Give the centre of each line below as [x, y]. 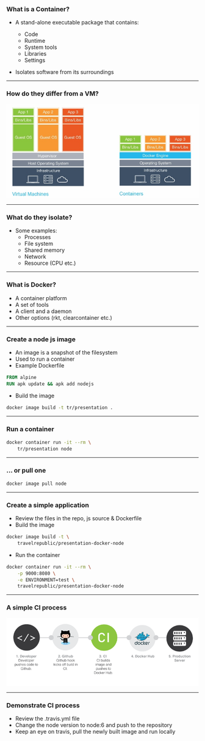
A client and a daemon [43, 311]
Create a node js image [41, 339]
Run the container [38, 555]
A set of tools [32, 304]
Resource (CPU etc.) [50, 263]
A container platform [41, 298]
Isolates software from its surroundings [64, 72]
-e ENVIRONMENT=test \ [46, 580]
